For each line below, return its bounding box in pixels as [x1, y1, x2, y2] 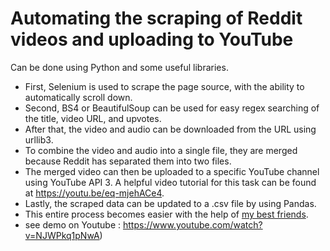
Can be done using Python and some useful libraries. [10, 61, 229, 73]
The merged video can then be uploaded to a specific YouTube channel [24, 165, 320, 177]
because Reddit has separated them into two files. [24, 155, 232, 167]
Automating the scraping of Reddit [10, 7, 303, 30]
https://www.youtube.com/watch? [122, 218, 263, 231]
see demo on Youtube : [24, 218, 122, 231]
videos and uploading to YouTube [10, 28, 294, 51]
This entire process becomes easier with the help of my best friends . [24, 208, 309, 220]
